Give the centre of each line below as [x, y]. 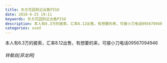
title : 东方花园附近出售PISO [32, 10]
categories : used [23, 28]
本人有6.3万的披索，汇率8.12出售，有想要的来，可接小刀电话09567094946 [82, 43]
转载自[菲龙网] [20, 55]
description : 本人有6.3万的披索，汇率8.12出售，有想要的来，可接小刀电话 [74, 24]
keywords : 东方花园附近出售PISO [36, 19]
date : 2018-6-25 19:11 [29, 14]
